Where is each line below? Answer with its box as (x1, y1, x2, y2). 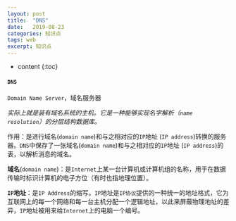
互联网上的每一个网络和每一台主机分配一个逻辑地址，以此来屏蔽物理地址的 (7, 198, 223, 206)
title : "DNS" (7, 17, 49, 24)
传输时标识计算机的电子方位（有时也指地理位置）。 (7, 174, 153, 182)
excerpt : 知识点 (7, 43, 52, 50)
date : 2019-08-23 (7, 23, 65, 30)
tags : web (7, 37, 37, 44)
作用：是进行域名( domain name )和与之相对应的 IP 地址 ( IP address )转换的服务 (7, 132, 227, 141)
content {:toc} (17, 63, 58, 70)
